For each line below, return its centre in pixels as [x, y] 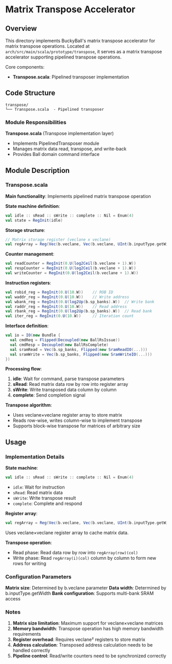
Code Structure [30, 93]
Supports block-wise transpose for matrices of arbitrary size [77, 426]
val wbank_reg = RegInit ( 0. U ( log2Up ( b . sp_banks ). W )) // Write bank [80, 302]
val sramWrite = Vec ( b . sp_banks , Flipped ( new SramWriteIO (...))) [81, 354]
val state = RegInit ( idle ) [34, 220]
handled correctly [31, 651]
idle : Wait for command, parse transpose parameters [68, 379]
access [13, 599]
